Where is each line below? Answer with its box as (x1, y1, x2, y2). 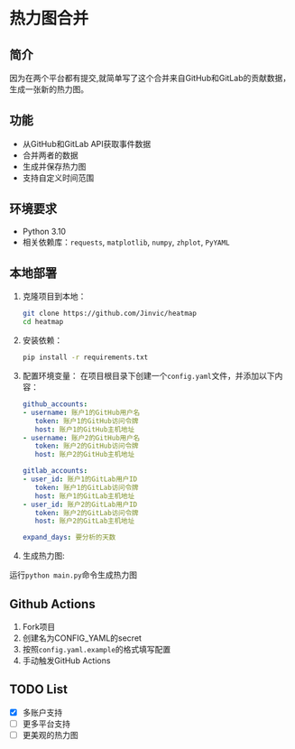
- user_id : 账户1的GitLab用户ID (22, 475, 138, 484)
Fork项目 (22, 622, 56, 632)
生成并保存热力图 (22, 161, 87, 171)
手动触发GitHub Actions (22, 655, 111, 666)
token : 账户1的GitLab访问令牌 (34, 483, 139, 492)
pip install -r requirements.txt (22, 353, 149, 362)
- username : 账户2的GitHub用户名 (22, 433, 141, 442)
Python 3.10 (22, 226, 66, 236)
